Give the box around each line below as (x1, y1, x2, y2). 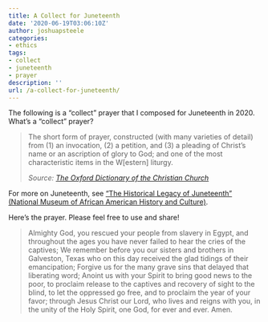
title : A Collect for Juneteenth (8, 11, 120, 20)
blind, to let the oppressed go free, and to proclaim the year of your (27, 288, 251, 297)
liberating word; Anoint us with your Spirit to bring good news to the (27, 271, 253, 280)
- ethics (8, 42, 38, 50)
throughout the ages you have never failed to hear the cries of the (27, 237, 246, 247)
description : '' (8, 78, 63, 87)
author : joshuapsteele (8, 26, 84, 34)
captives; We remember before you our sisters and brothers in (27, 245, 234, 255)
